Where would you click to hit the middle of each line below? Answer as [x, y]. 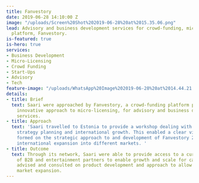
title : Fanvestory [29, 12]
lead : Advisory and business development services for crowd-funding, [95, 28]
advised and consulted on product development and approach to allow [105, 165]
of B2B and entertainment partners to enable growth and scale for [102, 160]
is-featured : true [29, 39]
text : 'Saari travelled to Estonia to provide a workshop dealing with [102, 127]
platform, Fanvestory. [39, 34]
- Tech [14, 83]
